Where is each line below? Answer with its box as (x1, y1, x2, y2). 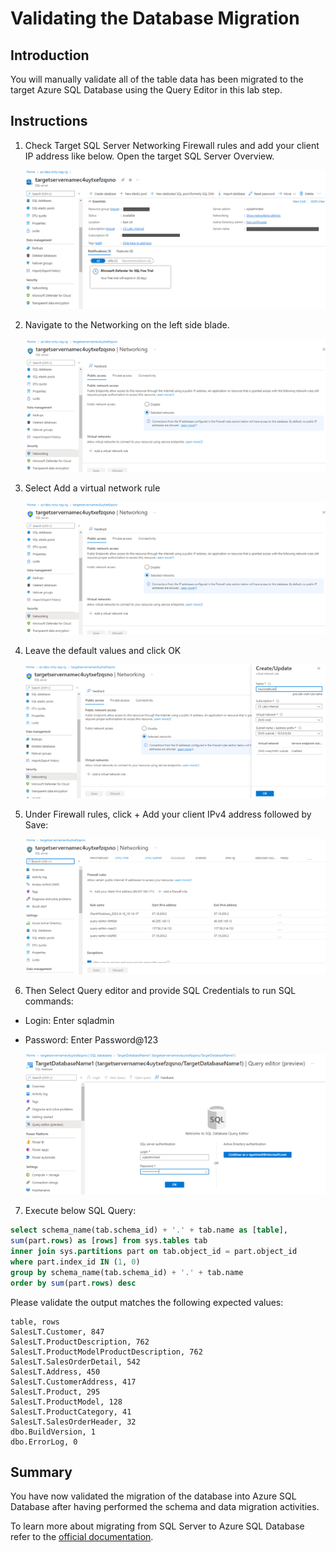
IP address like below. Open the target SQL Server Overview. (24, 150, 275, 162)
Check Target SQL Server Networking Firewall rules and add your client (24, 139, 320, 151)
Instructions (10, 113, 88, 130)
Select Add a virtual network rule (24, 482, 161, 494)
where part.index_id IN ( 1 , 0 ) (10, 1257, 141, 1267)
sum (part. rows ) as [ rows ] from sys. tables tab (10, 1236, 208, 1246)
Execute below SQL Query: (24, 1205, 137, 1217)
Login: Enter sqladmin (24, 1015, 115, 1027)
